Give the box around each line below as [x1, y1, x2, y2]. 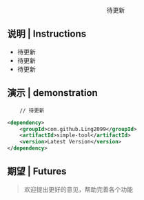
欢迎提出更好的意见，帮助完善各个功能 [23, 185, 133, 193]
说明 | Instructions [7, 28, 87, 40]
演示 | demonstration [7, 87, 98, 99]
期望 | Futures [7, 166, 67, 177]
